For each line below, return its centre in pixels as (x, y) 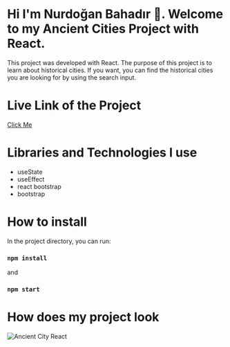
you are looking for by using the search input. (72, 77)
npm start (23, 289)
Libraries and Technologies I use (102, 153)
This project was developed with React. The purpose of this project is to (110, 62)
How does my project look (83, 317)
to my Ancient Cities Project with (103, 29)
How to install (47, 222)
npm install (27, 258)
